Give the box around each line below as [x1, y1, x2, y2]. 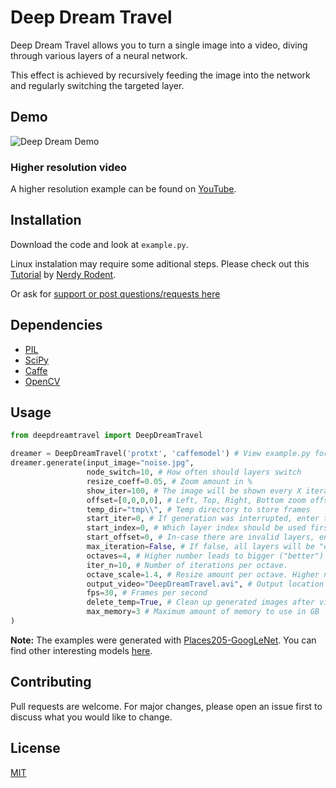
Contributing [10, 674, 92, 691]
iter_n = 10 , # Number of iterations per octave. [86, 560, 288, 570]
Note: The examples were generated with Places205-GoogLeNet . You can [10, 634, 317, 646]
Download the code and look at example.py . [10, 238, 189, 250]
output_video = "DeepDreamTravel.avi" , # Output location [86, 579, 325, 589]
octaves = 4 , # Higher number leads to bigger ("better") [86, 551, 325, 561]
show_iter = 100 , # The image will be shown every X [86, 486, 302, 496]
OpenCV [24, 375, 61, 387]
